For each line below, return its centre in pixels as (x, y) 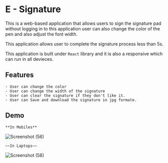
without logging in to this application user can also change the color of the (83, 28)
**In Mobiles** (21, 127)
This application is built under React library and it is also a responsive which (84, 54)
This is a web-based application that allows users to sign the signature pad (83, 23)
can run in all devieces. (29, 59)
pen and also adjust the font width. (41, 34)
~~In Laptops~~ (21, 146)
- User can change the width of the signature (55, 91)
